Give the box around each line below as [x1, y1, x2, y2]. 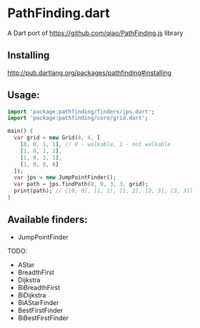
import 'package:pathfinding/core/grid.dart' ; [7, 114, 149, 122]
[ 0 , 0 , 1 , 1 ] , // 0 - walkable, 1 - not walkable [20, 141, 171, 148]
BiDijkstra [17, 291, 46, 299]
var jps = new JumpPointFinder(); [14, 174, 116, 182]
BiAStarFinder [17, 298, 59, 307]
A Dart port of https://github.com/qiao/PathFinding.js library [7, 29, 184, 37]
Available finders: [7, 214, 88, 226]
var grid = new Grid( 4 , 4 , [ [14, 134, 101, 141]
